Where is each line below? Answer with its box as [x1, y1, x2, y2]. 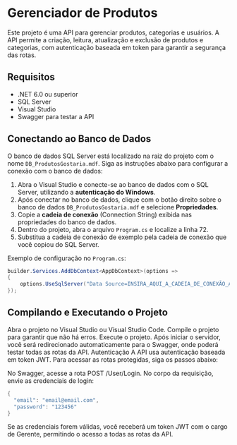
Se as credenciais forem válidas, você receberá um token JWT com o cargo [7, 422, 228, 431]
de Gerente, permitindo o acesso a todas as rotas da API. [7, 430, 174, 439]
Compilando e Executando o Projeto [7, 307, 168, 319]
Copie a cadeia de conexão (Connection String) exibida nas [17, 210, 193, 219]
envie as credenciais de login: [7, 376, 94, 385]
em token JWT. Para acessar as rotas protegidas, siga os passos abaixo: [7, 355, 219, 364]
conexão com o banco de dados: [7, 166, 103, 175]
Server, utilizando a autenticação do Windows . [17, 188, 156, 196]
